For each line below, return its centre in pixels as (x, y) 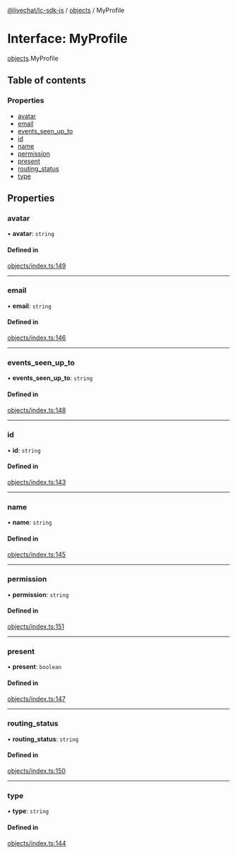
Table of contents (47, 81)
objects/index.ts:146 (37, 338)
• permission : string (38, 594)
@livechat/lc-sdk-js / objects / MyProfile (66, 10)
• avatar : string (31, 234)
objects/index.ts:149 (37, 266)
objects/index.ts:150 (36, 771)
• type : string (28, 811)
